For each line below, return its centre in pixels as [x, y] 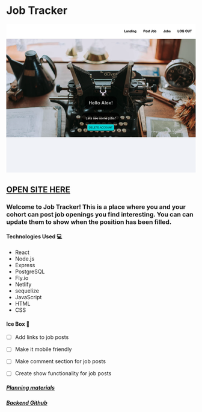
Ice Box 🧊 [18, 324]
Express [25, 265]
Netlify [23, 284]
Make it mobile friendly [43, 349]
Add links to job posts [42, 337]
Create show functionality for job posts [63, 373]
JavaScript [28, 297]
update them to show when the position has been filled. [89, 222]
